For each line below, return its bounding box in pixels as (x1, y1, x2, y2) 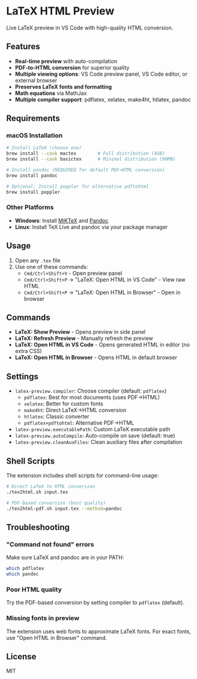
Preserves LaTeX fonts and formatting (14, 83, 112, 90)
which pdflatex (6, 565, 44, 572)
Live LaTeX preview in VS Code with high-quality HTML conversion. (6, 24, 174, 31)
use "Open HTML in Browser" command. (6, 634, 108, 641)
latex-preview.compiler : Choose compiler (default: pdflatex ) (14, 387, 167, 395)
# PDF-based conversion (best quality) (6, 500, 106, 506)
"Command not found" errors (6, 540, 94, 548)
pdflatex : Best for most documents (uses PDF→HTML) (23, 394, 160, 401)
